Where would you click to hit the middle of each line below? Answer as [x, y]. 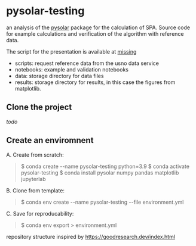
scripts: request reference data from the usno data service [87, 63]
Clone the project [39, 108]
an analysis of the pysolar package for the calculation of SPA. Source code [98, 27]
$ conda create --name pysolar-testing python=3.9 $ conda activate [105, 166]
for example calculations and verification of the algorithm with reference [95, 33]
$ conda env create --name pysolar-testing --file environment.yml [102, 202]
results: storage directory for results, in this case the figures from [95, 82]
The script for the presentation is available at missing [71, 51]
